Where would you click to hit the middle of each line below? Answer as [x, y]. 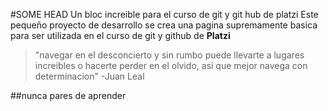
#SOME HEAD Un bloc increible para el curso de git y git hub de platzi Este [164, 14]
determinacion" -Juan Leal [89, 76]
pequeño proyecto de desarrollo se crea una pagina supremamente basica [164, 25]
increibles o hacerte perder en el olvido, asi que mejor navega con [171, 65]
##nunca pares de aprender [68, 95]
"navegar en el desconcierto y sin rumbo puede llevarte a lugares [169, 55]
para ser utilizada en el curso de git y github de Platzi [120, 35]
